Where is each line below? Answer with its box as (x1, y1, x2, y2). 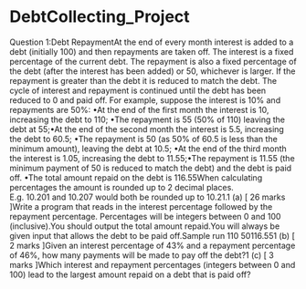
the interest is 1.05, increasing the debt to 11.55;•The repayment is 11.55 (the (9, 152, 295, 163)
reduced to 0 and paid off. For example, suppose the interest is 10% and (9, 94, 281, 106)
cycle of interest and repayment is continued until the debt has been (9, 85, 267, 96)
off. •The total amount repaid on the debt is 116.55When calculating (9, 171, 263, 183)
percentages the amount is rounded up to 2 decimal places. (9, 181, 235, 192)
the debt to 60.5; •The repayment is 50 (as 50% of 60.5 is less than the (9, 133, 279, 144)
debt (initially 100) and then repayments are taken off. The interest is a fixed (9, 46, 294, 57)
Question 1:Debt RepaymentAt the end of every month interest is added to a (9, 36, 294, 47)
